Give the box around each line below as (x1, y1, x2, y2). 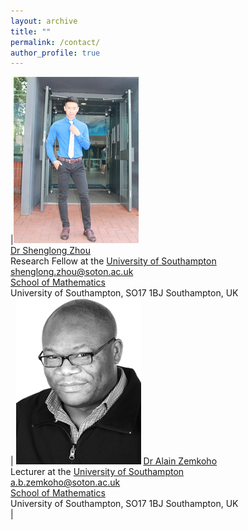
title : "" (10, 26, 52, 37)
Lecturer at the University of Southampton (10, 466, 185, 478)
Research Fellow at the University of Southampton (10, 255, 217, 267)
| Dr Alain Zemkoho (10, 455, 218, 467)
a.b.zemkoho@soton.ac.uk (10, 476, 121, 489)
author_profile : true (10, 48, 101, 58)
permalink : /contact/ (10, 37, 101, 47)
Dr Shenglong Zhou (10, 245, 91, 257)
